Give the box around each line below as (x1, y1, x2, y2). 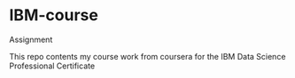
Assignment (9, 34, 53, 45)
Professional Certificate (9, 60, 96, 71)
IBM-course (9, 5, 99, 25)
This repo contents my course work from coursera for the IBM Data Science (9, 51, 286, 61)
